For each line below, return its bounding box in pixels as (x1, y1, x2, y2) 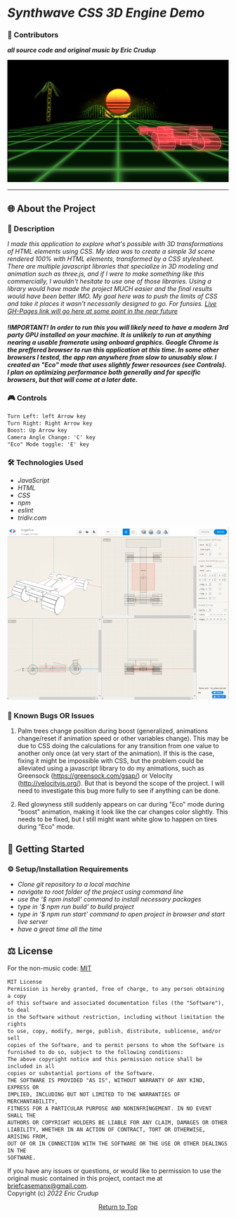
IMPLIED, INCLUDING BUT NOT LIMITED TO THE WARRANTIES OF (7, 1091, 181, 1098)
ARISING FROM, (7, 1133, 49, 1140)
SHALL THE (7, 1112, 37, 1119)
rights (7, 1020, 27, 1027)
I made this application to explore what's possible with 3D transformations (7, 239, 223, 248)
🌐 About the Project (7, 203, 96, 214)
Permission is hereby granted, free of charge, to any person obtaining (7, 985, 225, 992)
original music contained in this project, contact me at (7, 1174, 163, 1182)
